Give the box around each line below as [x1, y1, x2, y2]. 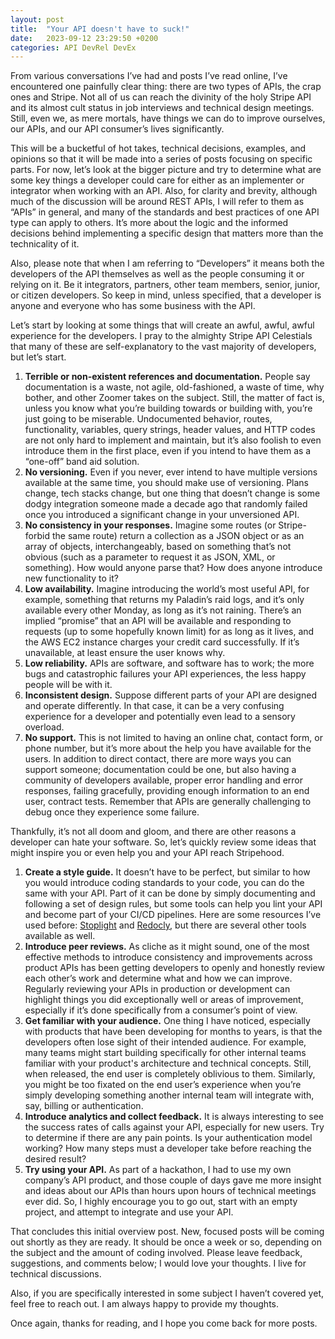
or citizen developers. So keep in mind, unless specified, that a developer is [10, 289, 322, 301]
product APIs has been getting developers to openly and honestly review [24, 962, 325, 974]
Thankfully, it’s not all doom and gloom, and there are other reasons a [10, 826, 297, 838]
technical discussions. [10, 1268, 102, 1280]
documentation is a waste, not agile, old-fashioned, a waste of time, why [24, 381, 325, 393]
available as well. [24, 930, 96, 942]
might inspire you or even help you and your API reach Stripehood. [10, 847, 285, 859]
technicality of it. [10, 238, 80, 250]
